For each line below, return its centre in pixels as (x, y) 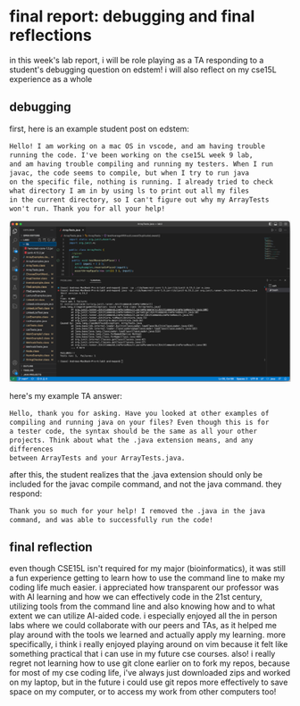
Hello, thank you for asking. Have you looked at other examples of (139, 413)
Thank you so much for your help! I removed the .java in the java (137, 511)
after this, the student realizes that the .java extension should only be (136, 474)
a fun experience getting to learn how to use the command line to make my (147, 578)
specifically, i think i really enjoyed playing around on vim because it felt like (149, 644)
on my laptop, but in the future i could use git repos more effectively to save (149, 682)
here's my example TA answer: (66, 395)
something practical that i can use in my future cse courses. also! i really (142, 654)
